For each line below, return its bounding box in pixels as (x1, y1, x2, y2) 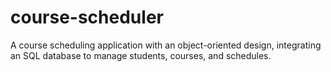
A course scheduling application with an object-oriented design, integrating (10, 39, 322, 51)
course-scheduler (10, 6, 164, 29)
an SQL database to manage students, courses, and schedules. (10, 49, 272, 61)
